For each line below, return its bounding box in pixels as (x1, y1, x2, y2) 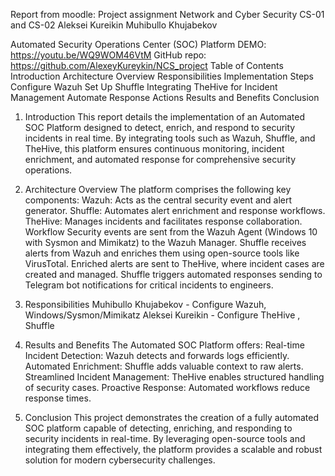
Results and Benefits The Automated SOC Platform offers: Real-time (24, 339, 305, 351)
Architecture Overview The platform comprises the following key (24, 184, 292, 195)
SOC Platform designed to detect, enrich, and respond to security (24, 122, 296, 133)
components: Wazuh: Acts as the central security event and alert (24, 194, 293, 206)
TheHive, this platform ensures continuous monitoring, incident (24, 143, 285, 154)
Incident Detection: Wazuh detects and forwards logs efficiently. (24, 350, 290, 361)
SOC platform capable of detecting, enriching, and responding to (24, 422, 293, 434)
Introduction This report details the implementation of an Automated (24, 111, 306, 123)
